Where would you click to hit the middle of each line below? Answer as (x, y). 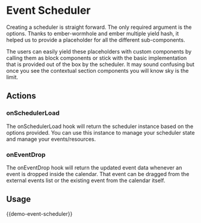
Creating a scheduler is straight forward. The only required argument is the (99, 27)
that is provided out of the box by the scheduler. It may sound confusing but (100, 64)
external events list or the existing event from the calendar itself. (86, 180)
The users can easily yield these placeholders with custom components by (99, 51)
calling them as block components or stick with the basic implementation (97, 58)
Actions (21, 96)
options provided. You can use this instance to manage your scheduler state (100, 132)
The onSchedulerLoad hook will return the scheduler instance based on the (100, 126)
